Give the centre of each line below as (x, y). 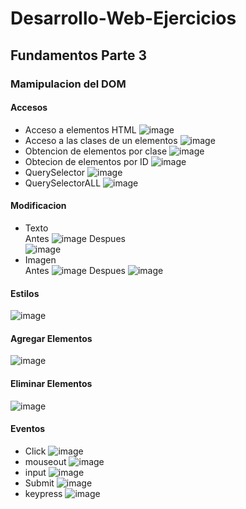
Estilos (25, 293)
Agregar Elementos (51, 338)
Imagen (40, 259)
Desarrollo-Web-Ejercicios (123, 18)
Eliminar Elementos (51, 383)
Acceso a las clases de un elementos (101, 140)
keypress (43, 493)
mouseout (45, 461)
